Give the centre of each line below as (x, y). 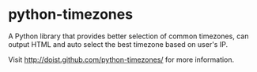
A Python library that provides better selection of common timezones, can (128, 36)
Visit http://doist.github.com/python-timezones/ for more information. (121, 59)
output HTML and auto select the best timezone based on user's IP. (118, 44)
